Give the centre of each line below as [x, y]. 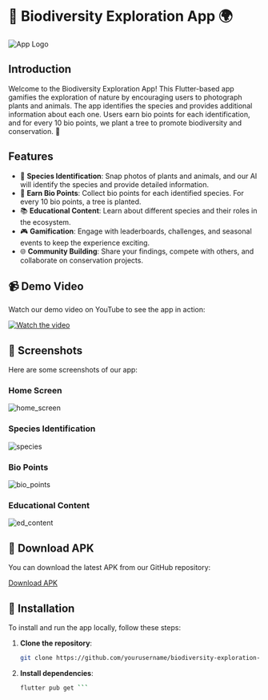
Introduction [40, 69]
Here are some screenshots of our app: [73, 370]
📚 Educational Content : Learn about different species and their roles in [138, 210]
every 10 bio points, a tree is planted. [80, 201]
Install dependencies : [56, 673]
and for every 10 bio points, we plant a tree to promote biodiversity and [125, 123]
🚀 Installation [42, 608]
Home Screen [35, 391]
